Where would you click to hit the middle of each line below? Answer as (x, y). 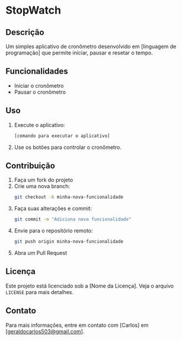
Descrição (25, 32)
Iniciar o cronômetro (39, 85)
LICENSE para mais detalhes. (40, 292)
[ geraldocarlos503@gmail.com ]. (45, 331)
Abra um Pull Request (41, 253)
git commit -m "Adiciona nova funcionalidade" (73, 219)
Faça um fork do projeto (44, 180)
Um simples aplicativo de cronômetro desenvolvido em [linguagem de (91, 46)
